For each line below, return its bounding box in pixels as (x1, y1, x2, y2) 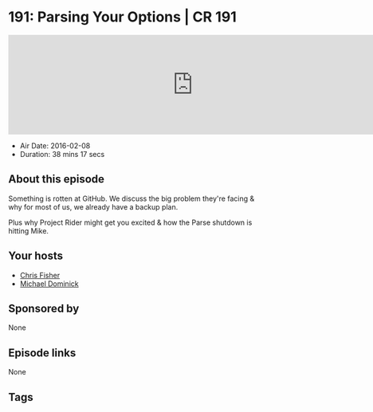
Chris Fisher (19, 270, 61, 280)
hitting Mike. (8, 226, 49, 235)
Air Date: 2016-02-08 (19, 140, 91, 151)
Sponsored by (8, 301, 80, 315)
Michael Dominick (19, 279, 79, 288)
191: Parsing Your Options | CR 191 (8, 8, 237, 26)
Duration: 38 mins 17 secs (19, 149, 105, 159)
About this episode (8, 172, 105, 186)
